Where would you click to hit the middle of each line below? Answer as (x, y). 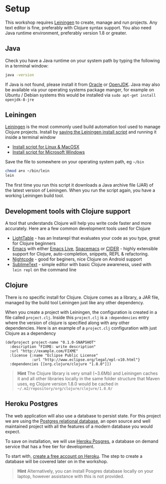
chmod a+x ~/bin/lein (27, 171)
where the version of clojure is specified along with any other (67, 323)
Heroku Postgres (32, 404)
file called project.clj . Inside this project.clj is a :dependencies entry (77, 317)
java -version (20, 75)
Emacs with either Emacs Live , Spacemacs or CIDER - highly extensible (85, 248)
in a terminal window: (27, 66)
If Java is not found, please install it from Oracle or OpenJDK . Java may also (83, 84)
